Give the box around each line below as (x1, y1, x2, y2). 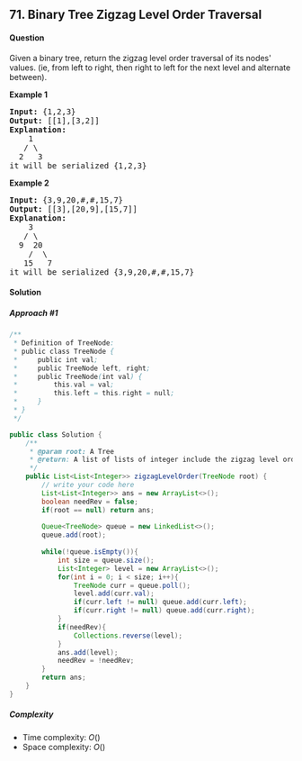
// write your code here (41, 481, 135, 490)
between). (9, 71, 48, 82)
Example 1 (9, 89, 48, 100)
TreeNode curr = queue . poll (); (73, 581, 191, 590)
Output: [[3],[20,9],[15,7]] (9, 204, 138, 214)
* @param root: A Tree (29, 447, 115, 456)
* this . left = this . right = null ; (13, 389, 175, 398)
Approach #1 (9, 307, 58, 318)
